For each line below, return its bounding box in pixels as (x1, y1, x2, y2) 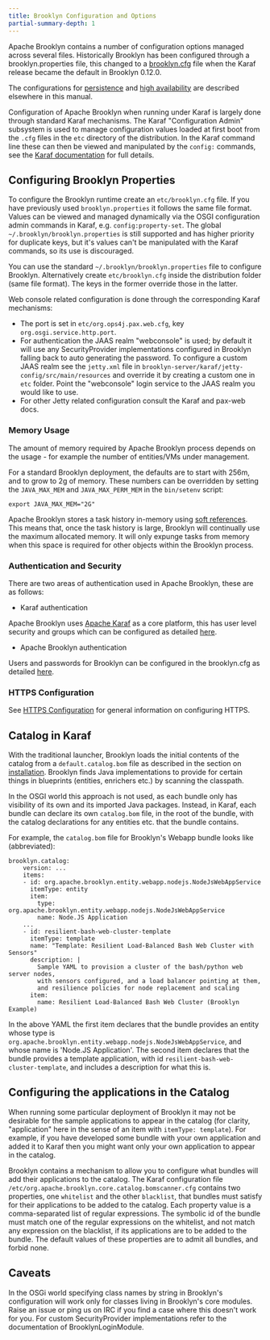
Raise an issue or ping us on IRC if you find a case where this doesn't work (8, 1304, 257, 1314)
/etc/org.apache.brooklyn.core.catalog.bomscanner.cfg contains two (8, 1183, 241, 1192)
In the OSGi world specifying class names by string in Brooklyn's (8, 1288, 223, 1297)
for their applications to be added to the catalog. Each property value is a (8, 1200, 251, 1209)
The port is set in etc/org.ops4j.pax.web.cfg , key (19, 319, 185, 329)
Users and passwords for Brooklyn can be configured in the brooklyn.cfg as (8, 658, 260, 668)
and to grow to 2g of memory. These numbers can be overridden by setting (8, 475, 260, 485)
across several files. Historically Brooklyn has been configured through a (8, 50, 250, 60)
